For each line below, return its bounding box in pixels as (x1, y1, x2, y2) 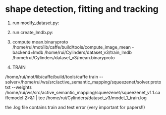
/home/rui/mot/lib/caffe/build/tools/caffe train (5, 74, 98, 79)
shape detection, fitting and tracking (5, 3, 159, 15)
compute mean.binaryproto (12, 38, 68, 45)
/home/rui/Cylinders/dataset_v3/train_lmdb (44, 49, 132, 55)
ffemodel (5, 95, 24, 101)
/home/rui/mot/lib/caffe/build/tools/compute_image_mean (12, 44, 131, 50)
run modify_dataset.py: (12, 20, 59, 26)
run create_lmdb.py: (12, 29, 54, 35)
